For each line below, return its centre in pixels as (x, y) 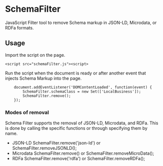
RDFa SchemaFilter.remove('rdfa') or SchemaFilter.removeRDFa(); (79, 159)
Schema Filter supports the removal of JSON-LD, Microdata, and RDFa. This (82, 123)
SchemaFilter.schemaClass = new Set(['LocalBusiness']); (82, 92)
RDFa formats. (20, 27)
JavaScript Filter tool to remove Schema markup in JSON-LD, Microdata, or (81, 23)
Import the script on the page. (35, 55)
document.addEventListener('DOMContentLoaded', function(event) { (83, 87)
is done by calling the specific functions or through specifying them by (76, 128)
